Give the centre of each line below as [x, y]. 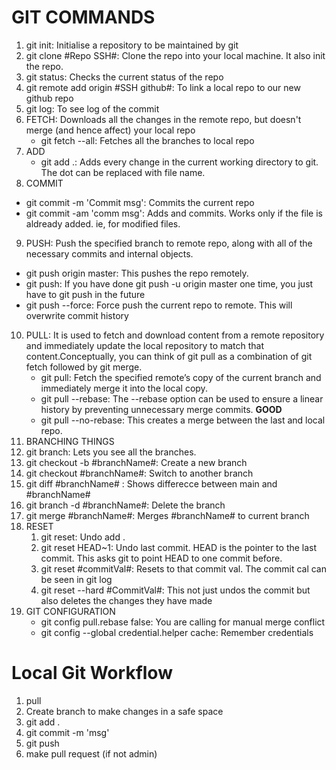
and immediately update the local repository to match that [145, 345]
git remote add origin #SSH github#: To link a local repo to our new [163, 87]
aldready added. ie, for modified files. [103, 223]
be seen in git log [76, 579]
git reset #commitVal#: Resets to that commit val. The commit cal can [184, 568]
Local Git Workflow [92, 673]
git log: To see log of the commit [92, 108]
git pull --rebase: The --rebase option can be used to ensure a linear [182, 398]
